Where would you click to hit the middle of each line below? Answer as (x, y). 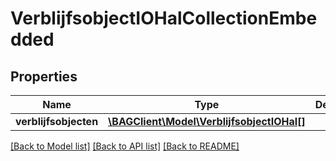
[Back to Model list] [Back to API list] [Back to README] (125, 146)
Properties (44, 76)
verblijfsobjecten (57, 121)
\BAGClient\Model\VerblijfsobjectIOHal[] (207, 121)
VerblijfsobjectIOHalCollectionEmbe (164, 18)
